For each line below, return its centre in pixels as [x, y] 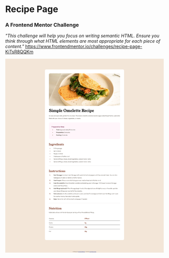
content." [15, 47]
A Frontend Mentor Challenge [42, 25]
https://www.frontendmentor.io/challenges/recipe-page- [83, 47]
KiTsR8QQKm [19, 52]
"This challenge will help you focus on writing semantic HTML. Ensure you [82, 36]
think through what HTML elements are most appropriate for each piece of [83, 41]
